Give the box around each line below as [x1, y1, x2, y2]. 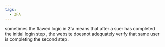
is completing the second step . [5, 36, 70, 42]
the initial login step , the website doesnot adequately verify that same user [5, 31, 160, 37]
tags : [5, 7, 16, 12]
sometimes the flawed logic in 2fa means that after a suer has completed [5, 25, 155, 31]
